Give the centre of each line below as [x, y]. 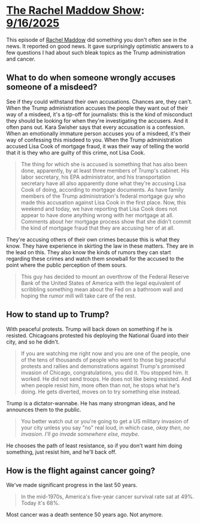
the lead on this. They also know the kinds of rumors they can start [89, 252]
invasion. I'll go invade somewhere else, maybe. [80, 434]
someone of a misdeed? [52, 87]
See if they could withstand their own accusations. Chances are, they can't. [99, 101]
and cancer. [21, 59]
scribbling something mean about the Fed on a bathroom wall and [102, 289]
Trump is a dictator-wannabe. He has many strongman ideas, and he [91, 403]
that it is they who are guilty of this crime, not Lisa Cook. [76, 152]
